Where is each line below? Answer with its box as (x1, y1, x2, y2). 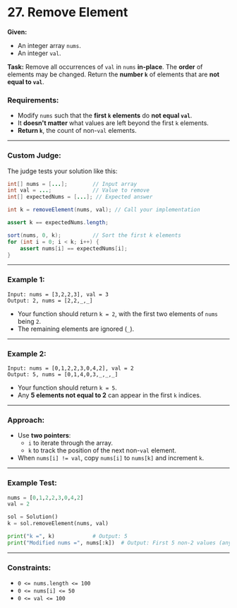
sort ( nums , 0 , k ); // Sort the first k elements (7, 231, 181, 239)
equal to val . (7, 77, 44, 86)
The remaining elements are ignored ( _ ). (17, 325, 135, 333)
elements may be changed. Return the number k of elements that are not (7, 70, 220, 78)
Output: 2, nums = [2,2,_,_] (7, 297, 93, 304)
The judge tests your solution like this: (7, 167, 118, 175)
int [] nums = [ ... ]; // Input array (7, 180, 138, 187)
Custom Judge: (7, 151, 61, 160)
